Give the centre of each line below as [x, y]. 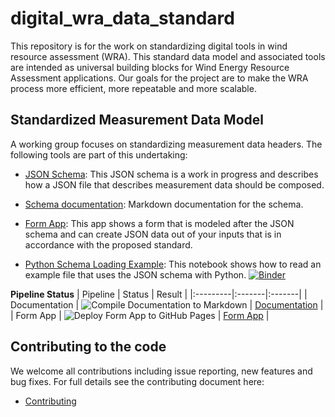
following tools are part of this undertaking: [99, 154]
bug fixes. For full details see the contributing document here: [137, 381]
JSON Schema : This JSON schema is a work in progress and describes [171, 174]
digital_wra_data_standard [122, 18]
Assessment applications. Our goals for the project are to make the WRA [159, 78]
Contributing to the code [88, 347]
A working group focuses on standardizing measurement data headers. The [166, 144]
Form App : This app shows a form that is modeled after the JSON [159, 223]
